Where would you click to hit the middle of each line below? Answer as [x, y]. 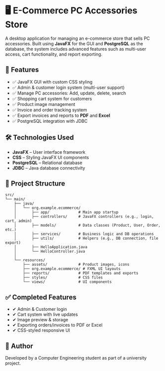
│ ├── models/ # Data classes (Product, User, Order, [87, 225]
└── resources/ [30, 260]
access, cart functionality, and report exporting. [54, 54]
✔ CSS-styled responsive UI [41, 330]
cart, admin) [19, 221]
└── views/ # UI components [67, 282]
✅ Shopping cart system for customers [52, 98]
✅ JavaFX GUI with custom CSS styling [52, 82]
